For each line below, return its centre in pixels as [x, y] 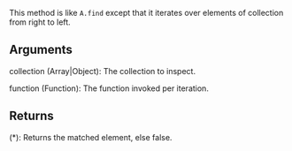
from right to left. [40, 22]
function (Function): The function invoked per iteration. [109, 88]
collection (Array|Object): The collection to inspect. [103, 71]
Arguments [41, 50]
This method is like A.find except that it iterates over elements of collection [146, 13]
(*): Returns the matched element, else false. [91, 137]
